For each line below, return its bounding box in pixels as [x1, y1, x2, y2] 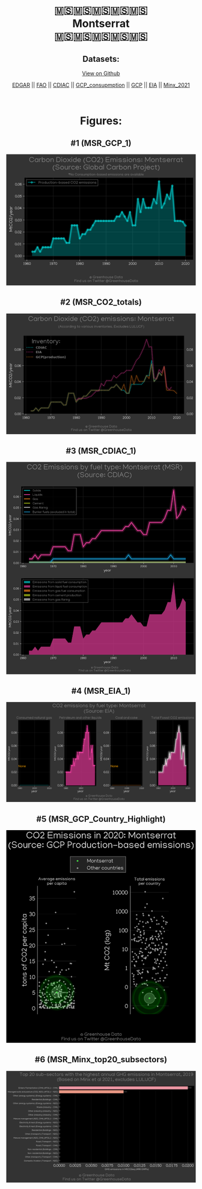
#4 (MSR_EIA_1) [71, 686, 131, 696]
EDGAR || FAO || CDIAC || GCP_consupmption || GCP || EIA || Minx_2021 [11, 82, 191, 88]
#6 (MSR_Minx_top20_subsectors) [35, 1054, 167, 1065]
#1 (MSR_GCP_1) [70, 138, 132, 148]
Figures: [80, 114, 122, 128]
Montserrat [72, 17, 130, 31]
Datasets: [82, 53, 120, 64]
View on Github [82, 70, 120, 77]
